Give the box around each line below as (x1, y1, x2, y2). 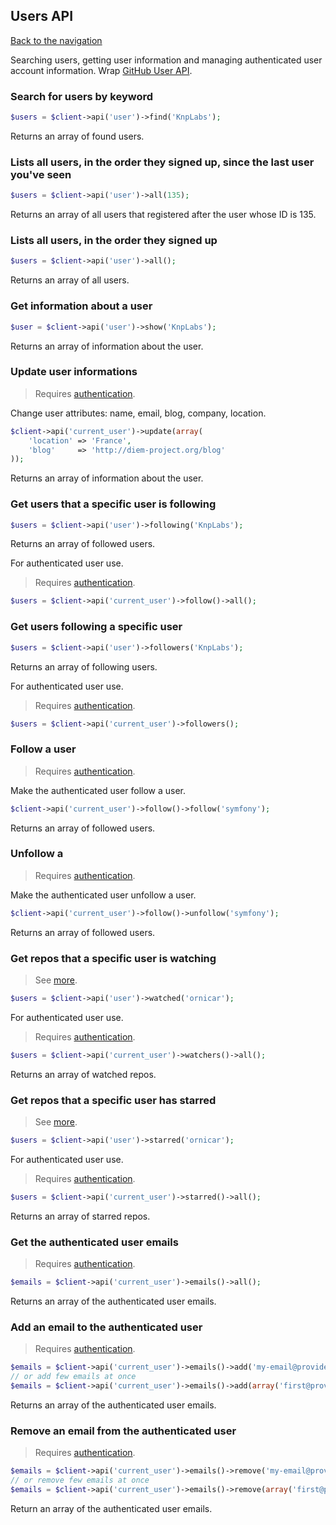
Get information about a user (10, 299, 153, 313)
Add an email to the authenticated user (10, 1320, 203, 1334)
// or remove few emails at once (10, 1475, 150, 1486)
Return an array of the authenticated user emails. (10, 1502, 213, 1514)
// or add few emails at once (10, 1372, 137, 1382)
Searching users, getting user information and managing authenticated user (10, 54, 323, 66)
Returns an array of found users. (10, 130, 145, 142)
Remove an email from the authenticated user (10, 1424, 237, 1438)
